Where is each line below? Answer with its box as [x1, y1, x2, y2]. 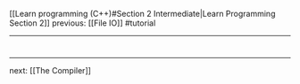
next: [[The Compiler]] [9, 65, 92, 76]
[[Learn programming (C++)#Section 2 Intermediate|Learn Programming [9, 9, 276, 19]
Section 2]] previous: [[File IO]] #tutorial [9, 18, 156, 28]
